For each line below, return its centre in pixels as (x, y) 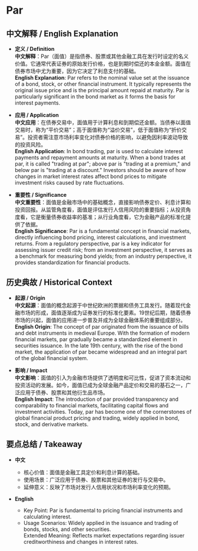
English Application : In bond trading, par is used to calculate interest (99, 151)
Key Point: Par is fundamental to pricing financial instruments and (103, 510)
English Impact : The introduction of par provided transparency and (97, 399)
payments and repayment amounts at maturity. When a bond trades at (100, 158)
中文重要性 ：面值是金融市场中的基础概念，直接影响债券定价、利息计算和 (103, 202)
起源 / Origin (30, 298)
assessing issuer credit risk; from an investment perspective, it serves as (103, 250)
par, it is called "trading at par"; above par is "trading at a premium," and (103, 164)
